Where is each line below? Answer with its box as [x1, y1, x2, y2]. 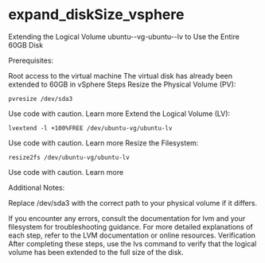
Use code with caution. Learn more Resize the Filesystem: [8, 137, 199, 148]
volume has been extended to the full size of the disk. [8, 247, 185, 257]
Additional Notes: [8, 183, 65, 192]
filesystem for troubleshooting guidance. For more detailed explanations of [8, 222, 253, 231]
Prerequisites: [8, 56, 54, 65]
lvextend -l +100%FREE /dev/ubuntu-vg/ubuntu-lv [8, 124, 173, 132]
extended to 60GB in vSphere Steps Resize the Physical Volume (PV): [8, 79, 236, 89]
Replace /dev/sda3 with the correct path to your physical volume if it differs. [8, 198, 258, 207]
